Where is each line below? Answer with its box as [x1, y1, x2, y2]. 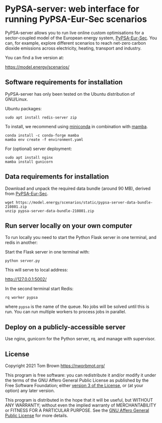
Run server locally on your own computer [5, 221, 132, 230]
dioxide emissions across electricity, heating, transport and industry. [5, 45, 142, 51]
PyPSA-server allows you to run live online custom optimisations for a [5, 30, 144, 35]
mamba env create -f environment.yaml [5, 137, 83, 142]
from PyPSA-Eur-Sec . [5, 190, 49, 196]
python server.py [5, 258, 40, 263]
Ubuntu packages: [5, 105, 42, 111]
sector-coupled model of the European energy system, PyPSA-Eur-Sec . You [5, 35, 158, 41]
